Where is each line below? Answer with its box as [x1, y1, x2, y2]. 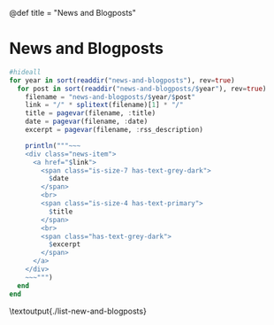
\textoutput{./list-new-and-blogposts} [9, 306, 148, 316]
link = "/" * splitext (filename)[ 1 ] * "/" [25, 101, 184, 110]
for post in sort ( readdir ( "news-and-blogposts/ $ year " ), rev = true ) [17, 84, 267, 93]
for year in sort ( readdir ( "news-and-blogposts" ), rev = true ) [9, 75, 236, 85]
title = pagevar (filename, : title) [25, 109, 156, 118]
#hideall [9, 67, 42, 76]
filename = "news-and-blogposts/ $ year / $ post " [25, 92, 196, 101]
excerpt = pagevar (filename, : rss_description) [25, 126, 203, 135]
